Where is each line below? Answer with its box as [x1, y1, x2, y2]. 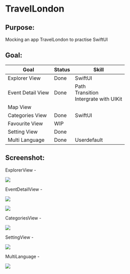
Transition [75, 89, 99, 96]
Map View [8, 103, 32, 111]
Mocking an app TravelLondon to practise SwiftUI [5, 36, 108, 42]
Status [53, 66, 71, 73]
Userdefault [75, 136, 103, 143]
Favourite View [8, 120, 43, 127]
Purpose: [5, 23, 35, 32]
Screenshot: [5, 153, 45, 162]
